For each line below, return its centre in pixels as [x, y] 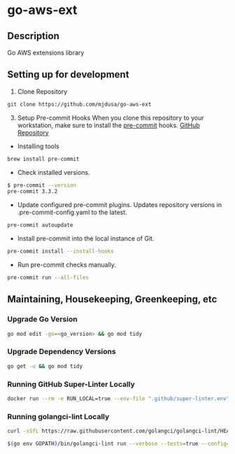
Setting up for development [68, 75]
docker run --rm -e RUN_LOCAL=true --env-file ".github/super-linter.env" [119, 398]
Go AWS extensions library [46, 52]
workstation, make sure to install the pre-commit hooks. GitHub [109, 125]
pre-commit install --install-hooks [60, 251]
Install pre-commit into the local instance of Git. [86, 239]
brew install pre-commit [43, 159]
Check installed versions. [54, 172]
